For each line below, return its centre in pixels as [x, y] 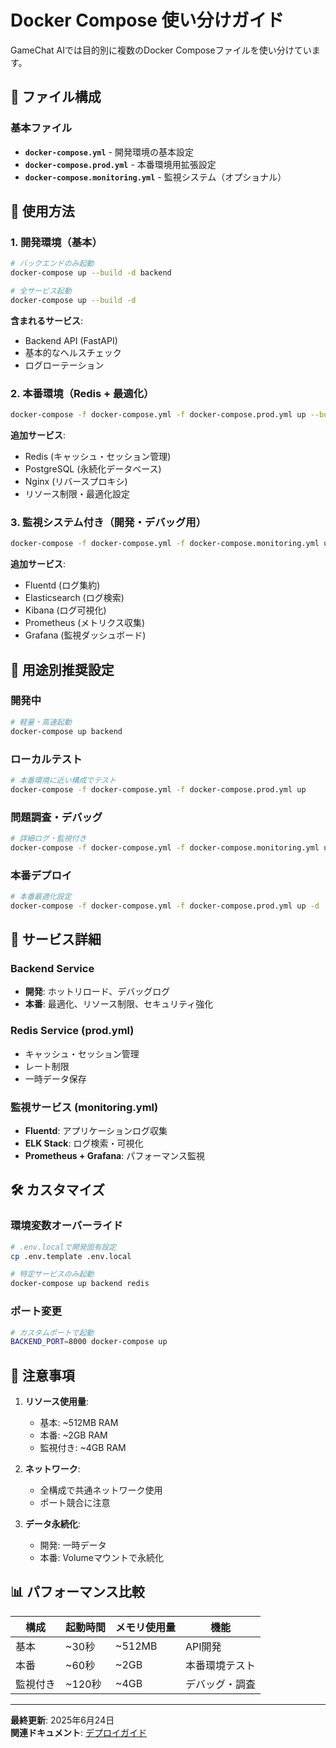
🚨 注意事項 [42, 1375]
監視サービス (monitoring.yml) [84, 1107]
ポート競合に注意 [75, 1503]
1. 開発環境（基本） [56, 242]
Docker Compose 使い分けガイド [147, 20]
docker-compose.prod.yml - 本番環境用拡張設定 [120, 164]
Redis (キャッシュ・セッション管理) [98, 456]
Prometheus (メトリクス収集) [85, 623]
